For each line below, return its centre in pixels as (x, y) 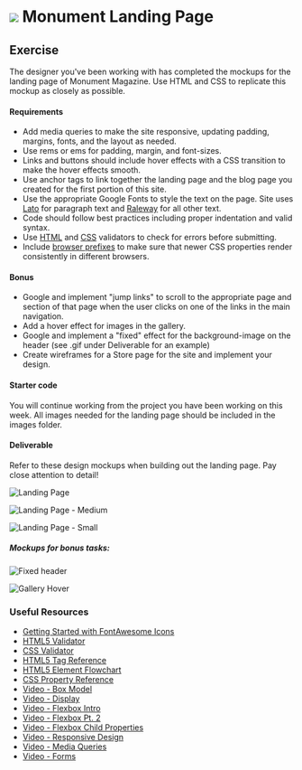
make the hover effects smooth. (82, 170)
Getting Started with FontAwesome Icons (98, 632)
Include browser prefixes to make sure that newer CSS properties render (157, 247)
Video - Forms (49, 756)
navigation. (43, 316)
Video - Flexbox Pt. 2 (61, 718)
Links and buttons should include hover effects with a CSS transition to (154, 161)
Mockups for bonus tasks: (60, 548)
